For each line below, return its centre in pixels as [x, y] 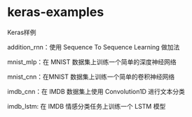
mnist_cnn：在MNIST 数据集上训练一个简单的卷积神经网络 [91, 77]
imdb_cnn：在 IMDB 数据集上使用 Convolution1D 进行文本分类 [96, 91]
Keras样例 [22, 32]
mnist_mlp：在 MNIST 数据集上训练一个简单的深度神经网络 [92, 62]
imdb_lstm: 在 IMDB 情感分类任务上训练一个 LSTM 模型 [87, 106]
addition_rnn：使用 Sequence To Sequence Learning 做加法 [94, 47]
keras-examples [56, 12]
